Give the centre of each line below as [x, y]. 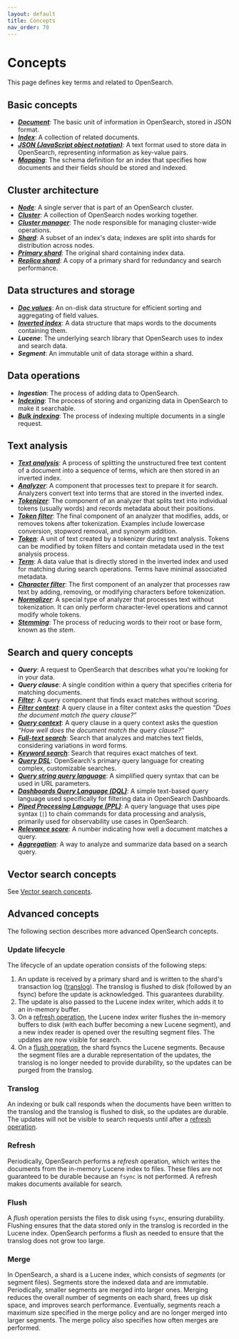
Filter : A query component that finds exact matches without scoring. [118, 700]
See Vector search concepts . [50, 891]
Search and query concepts [70, 652]
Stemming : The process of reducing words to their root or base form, [120, 622]
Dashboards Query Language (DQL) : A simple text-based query [113, 791]
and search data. [42, 345]
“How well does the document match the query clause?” [101, 730]
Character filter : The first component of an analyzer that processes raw [124, 584]
